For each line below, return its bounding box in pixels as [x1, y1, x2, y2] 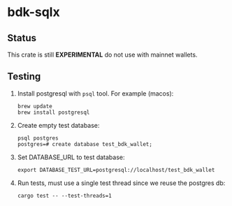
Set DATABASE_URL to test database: [17, 153, 125, 161]
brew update [17, 103, 52, 110]
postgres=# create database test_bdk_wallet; [17, 140, 152, 147]
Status [7, 32, 37, 44]
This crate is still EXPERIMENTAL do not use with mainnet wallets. [7, 50, 198, 59]
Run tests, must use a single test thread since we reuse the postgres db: [17, 179, 226, 187]
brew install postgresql [17, 109, 90, 116]
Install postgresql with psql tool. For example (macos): [17, 89, 174, 98]
